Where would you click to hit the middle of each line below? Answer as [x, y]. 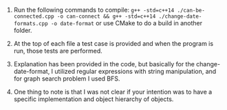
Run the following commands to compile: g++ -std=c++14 [94, 10]
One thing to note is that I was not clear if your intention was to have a [113, 92]
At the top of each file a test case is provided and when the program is [113, 43]
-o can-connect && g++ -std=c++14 [107, 16]
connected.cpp [34, 16]
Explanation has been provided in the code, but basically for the [104, 64]
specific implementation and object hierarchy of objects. [94, 99]
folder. [23, 30]
